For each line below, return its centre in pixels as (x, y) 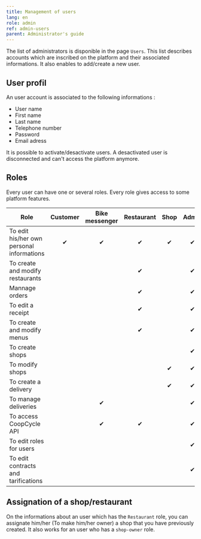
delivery (21, 389)
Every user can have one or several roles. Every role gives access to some (98, 192)
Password (27, 134)
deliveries (23, 406)
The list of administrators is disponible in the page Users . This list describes (99, 51)
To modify (23, 364)
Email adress (31, 140)
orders (19, 295)
